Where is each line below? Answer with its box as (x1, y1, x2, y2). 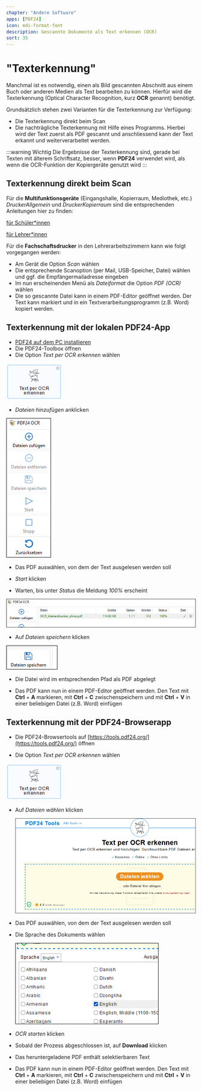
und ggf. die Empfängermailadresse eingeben (14, 273, 129, 280)
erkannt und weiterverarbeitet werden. (14, 137, 111, 144)
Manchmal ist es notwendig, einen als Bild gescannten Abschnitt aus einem (6, 82, 193, 89)
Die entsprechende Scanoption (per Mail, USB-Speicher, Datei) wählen (14, 266, 191, 274)
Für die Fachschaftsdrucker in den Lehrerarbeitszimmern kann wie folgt (6, 242, 186, 249)
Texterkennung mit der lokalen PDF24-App (6, 322, 171, 333)
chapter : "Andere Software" (6, 10, 77, 16)
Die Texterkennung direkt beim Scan (14, 118, 106, 125)
